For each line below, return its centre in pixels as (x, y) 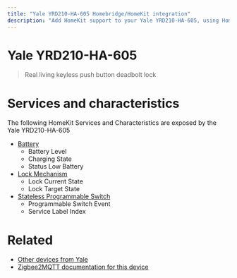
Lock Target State (54, 189)
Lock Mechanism (42, 174)
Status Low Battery (56, 167)
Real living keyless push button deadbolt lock (90, 75)
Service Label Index (57, 212)
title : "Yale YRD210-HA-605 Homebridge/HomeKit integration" (99, 14)
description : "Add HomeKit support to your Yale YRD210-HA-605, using (113, 20)
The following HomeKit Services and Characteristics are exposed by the (112, 123)
